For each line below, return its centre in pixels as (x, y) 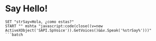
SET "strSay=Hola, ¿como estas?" (40, 22)
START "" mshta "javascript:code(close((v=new (54, 26)
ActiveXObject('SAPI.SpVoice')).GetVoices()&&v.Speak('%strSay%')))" (78, 30)
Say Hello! (26, 9)
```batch (14, 35)
